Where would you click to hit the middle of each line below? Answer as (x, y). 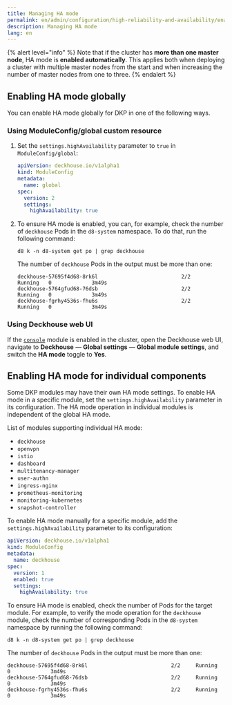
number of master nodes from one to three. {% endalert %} (91, 75)
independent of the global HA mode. (59, 415)
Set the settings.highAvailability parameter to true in (96, 146)
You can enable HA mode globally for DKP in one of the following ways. (109, 113)
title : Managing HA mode (43, 13)
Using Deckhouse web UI (50, 324)
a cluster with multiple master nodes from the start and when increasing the (115, 67)
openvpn (28, 449)
